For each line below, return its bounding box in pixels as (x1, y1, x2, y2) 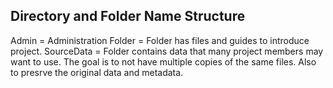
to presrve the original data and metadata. (10, 66, 184, 78)
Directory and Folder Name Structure (10, 8, 246, 25)
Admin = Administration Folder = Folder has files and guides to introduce (10, 34, 310, 46)
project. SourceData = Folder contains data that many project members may (10, 45, 324, 57)
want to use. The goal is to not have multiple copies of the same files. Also (10, 55, 317, 68)
